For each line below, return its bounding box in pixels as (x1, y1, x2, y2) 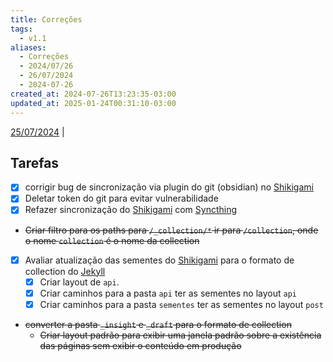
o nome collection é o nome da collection (24, 234, 200, 246)
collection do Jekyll (24, 265, 106, 277)
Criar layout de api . (39, 276, 120, 288)
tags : (10, 24, 33, 34)
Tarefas (10, 154, 60, 171)
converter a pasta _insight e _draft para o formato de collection (24, 318, 292, 330)
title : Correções (10, 14, 83, 25)
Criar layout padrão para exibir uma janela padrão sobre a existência (39, 329, 322, 341)
